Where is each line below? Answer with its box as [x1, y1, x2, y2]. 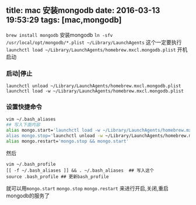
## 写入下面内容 [6, 122, 40, 128]
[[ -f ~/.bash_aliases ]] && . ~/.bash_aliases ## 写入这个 [6, 168, 155, 173]
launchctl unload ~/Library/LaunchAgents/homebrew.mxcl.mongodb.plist [6, 83, 181, 89]
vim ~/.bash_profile [6, 161, 57, 167]
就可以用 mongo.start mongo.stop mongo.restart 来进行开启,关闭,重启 [6, 184, 169, 192]
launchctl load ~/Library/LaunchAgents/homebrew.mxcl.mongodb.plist [6, 47, 176, 53]
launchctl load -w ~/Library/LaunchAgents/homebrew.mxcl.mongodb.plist [6, 88, 184, 94]
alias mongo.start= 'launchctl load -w [6, 128, 100, 134]
